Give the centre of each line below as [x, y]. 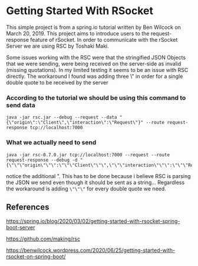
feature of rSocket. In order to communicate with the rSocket [104, 40]
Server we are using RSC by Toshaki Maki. [57, 46]
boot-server [21, 228]
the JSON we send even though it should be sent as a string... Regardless [95, 182]
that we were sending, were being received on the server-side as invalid [94, 64]
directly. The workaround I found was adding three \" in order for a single [95, 76]
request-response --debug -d [42, 160]
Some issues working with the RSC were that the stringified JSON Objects [96, 57]
